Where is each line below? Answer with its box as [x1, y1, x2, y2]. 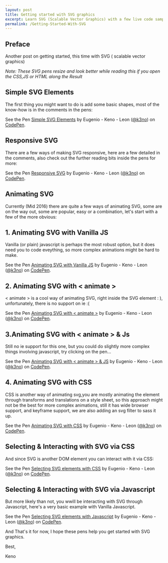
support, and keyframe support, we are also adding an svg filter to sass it [5, 407, 156, 414]
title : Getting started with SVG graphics [5, 12, 95, 17]
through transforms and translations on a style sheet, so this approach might [5, 397, 163, 403]
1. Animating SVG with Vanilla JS [5, 228, 108, 237]
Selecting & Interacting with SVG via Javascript [5, 485, 155, 494]
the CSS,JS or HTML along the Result [5, 74, 82, 80]
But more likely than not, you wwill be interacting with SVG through [5, 498, 143, 504]
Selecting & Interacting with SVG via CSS [5, 442, 135, 451]
